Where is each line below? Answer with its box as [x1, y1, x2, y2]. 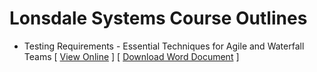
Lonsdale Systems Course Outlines [9, 7, 308, 30]
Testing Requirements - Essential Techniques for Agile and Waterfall [23, 40, 305, 52]
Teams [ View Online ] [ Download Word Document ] [23, 50, 240, 62]
